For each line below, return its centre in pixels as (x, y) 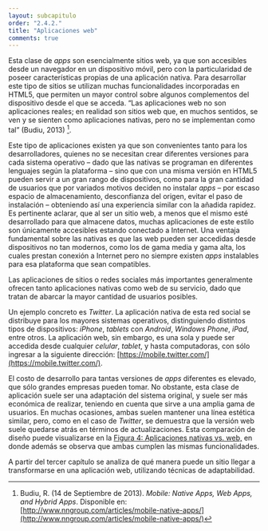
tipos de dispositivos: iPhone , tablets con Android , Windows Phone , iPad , (129, 329)
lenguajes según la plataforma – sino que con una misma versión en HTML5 (133, 170)
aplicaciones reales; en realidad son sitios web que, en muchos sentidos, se (133, 112)
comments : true (33, 38)
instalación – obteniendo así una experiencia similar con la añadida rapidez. (132, 204)
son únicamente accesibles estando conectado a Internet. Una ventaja (124, 230)
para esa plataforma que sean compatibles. (80, 264)
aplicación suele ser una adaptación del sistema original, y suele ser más (128, 395)
